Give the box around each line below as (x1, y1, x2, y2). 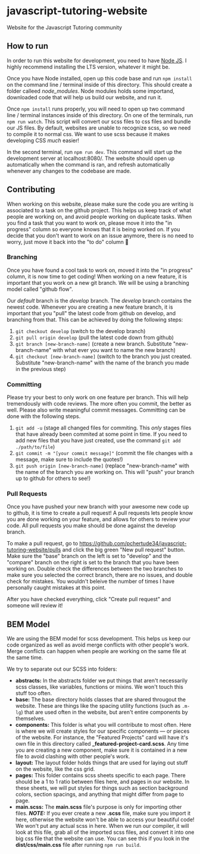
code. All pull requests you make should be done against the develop (7, 522, 176, 529)
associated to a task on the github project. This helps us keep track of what (7, 206, 192, 213)
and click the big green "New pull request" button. (62, 546, 185, 554)
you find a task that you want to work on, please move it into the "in (7, 219, 172, 227)
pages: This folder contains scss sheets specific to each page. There (15, 772, 186, 779)
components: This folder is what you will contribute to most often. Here (15, 721, 192, 729)
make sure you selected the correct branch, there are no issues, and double (7, 572, 193, 579)
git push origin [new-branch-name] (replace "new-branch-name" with (15, 462, 190, 469)
